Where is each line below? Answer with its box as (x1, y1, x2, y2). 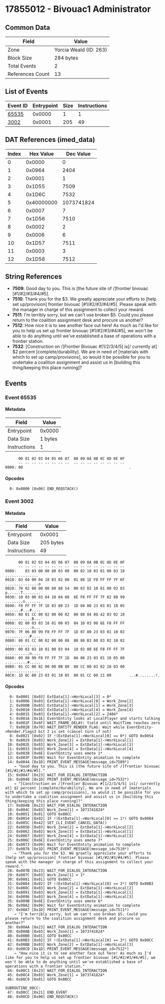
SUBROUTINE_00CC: (5, 986, 41, 991)
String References (5, 272, 62, 281)
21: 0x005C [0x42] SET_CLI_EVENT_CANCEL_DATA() (7, 821, 107, 826)
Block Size (7, 55, 32, 61)
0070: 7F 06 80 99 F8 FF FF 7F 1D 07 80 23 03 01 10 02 (5, 629, 125, 634)
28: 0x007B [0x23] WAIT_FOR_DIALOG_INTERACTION (7, 868, 107, 873)
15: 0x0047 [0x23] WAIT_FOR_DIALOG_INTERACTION (7, 772, 107, 778)
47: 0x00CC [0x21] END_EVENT (7, 990, 68, 995)
